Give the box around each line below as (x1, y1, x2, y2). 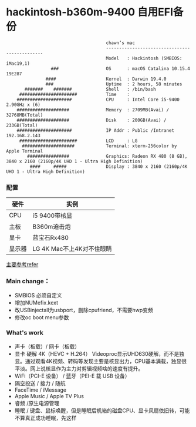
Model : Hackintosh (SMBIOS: (106, 55, 183, 61)
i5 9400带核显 (32, 211, 73, 220)
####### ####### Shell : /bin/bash (24, 86, 157, 92)
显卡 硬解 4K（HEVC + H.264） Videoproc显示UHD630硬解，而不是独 (14, 350, 185, 357)
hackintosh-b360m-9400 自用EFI (6, 5, 174, 19)
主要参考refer (6, 261, 39, 268)
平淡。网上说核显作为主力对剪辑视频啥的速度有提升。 (14, 365, 144, 372)
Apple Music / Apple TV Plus (14, 392, 84, 399)
